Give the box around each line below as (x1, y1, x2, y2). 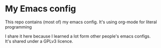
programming (5, 24, 32, 29)
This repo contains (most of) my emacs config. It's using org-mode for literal (5, 19, 157, 25)
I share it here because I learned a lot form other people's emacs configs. (5, 33, 151, 39)
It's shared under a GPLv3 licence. (5, 38, 73, 44)
